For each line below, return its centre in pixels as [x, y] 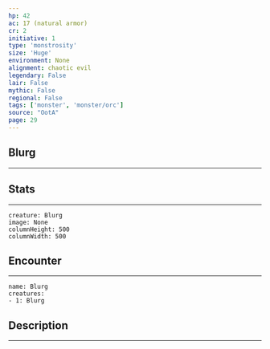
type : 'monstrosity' [43, 46]
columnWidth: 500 [37, 236]
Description [38, 325]
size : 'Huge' [30, 53]
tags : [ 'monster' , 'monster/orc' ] [66, 105]
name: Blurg [28, 287]
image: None [28, 222]
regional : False [35, 98]
